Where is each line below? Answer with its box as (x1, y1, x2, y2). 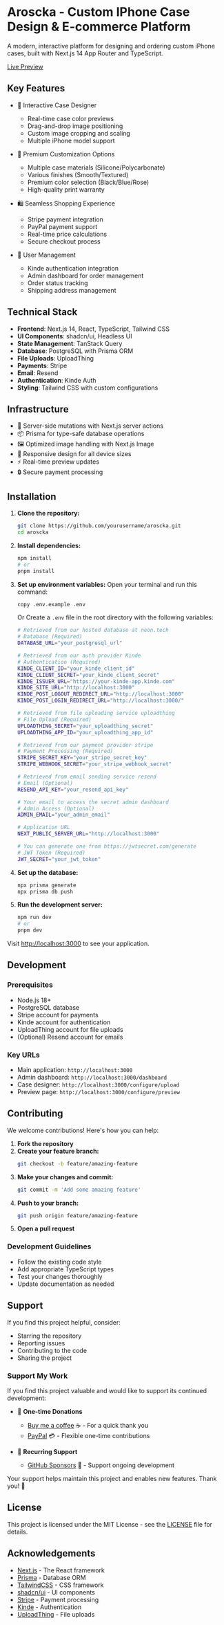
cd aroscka (17, 529, 49, 536)
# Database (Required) (17, 633, 83, 640)
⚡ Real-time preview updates (17, 457, 100, 466)
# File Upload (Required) (17, 716, 92, 723)
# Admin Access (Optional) (17, 805, 95, 812)
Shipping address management (27, 286, 116, 294)
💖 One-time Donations (17, 1407, 83, 1415)
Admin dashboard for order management (27, 271, 144, 280)
